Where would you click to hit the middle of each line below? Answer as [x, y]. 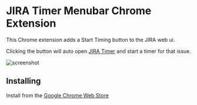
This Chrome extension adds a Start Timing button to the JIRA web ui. [91, 40]
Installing [24, 81]
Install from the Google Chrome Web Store [57, 95]
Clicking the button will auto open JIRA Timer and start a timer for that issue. [98, 51]
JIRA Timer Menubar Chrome [79, 11]
